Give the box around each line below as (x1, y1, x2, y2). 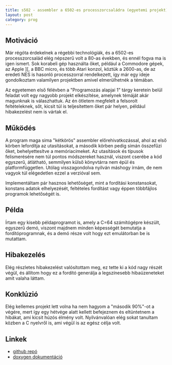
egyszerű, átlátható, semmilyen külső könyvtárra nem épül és (5, 159, 135, 165)
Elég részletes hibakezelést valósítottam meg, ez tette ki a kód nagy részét (5, 264, 163, 270)
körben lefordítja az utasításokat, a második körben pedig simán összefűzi (5, 143, 162, 149)
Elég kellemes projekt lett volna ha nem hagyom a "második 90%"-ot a (5, 303, 155, 310)
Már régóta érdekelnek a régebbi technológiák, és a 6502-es (5, 50, 134, 56)
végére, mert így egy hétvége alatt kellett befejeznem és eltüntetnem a (5, 309, 155, 315)
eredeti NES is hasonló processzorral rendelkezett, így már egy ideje (5, 71, 150, 78)
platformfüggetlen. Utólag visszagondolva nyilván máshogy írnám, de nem (5, 165, 162, 170)
